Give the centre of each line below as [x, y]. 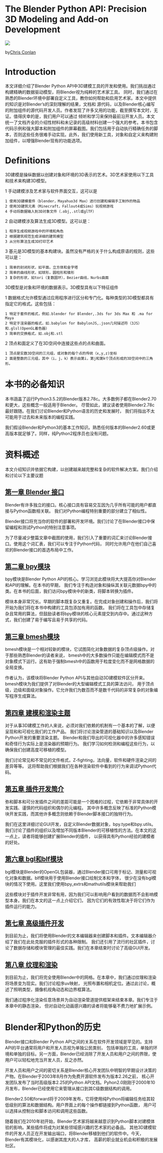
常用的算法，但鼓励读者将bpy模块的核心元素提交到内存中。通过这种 [81, 614]
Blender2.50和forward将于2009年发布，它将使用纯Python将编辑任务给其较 [80, 1099]
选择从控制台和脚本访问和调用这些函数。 [49, 1111]
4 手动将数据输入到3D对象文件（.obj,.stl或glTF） [51, 211]
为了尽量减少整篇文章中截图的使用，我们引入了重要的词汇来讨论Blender [76, 538]
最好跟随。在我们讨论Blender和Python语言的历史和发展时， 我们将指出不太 [80, 411]
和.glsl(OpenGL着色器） [27, 328]
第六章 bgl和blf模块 [34, 859]
